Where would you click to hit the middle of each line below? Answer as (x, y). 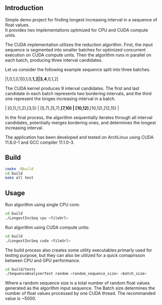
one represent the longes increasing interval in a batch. (60, 99)
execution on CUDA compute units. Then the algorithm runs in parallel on (78, 55)
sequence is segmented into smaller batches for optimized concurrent (75, 50)
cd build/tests (20, 269)
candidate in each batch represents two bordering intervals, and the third (78, 93)
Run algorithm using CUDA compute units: (47, 227)
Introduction (24, 8)
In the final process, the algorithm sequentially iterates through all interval (79, 117)
